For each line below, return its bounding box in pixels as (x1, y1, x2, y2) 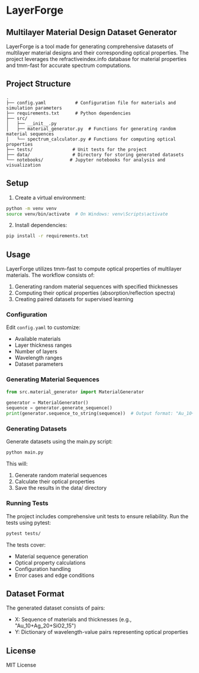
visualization (6, 162, 41, 168)
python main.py (6, 449, 44, 455)
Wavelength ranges (14, 354, 63, 362)
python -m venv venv (6, 205, 57, 211)
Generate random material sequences (14, 472, 108, 479)
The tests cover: (6, 541, 46, 548)
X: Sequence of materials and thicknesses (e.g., (14, 616, 132, 623)
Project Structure (6, 79, 71, 89)
